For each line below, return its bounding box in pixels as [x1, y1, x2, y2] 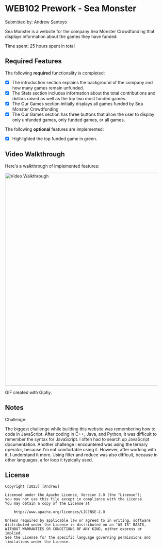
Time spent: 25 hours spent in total [5, 43, 75, 49]
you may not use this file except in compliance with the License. [5, 496, 145, 501]
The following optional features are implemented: [5, 126, 104, 132]
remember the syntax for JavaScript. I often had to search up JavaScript [5, 436, 149, 442]
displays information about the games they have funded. [5, 34, 118, 39]
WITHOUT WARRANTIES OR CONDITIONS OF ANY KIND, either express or [5, 526, 142, 531]
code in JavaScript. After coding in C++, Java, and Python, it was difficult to [5, 431, 157, 437]
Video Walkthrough [5, 150, 65, 159]
